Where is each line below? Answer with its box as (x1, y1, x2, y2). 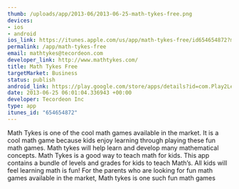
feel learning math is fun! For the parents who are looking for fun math (7, 166, 213, 174)
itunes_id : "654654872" (7, 109, 78, 116)
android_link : (7, 83, 50, 90)
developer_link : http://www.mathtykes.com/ (7, 57, 139, 64)
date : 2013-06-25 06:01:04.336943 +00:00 (7, 89, 132, 96)
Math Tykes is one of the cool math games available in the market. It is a (7, 128, 219, 137)
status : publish (7, 76, 55, 84)
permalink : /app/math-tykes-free (7, 43, 107, 50)
